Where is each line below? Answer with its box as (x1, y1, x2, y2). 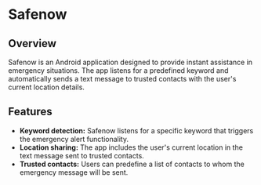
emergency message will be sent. (19, 167, 129, 177)
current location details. (8, 82, 85, 92)
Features (8, 105, 53, 118)
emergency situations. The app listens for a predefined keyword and (8, 66, 229, 75)
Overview (8, 37, 57, 50)
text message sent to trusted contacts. (19, 151, 145, 160)
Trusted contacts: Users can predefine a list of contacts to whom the (19, 159, 245, 169)
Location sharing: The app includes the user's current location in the (19, 143, 243, 152)
